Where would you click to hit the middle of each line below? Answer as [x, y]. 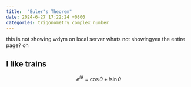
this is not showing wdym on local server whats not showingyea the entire [95, 39]
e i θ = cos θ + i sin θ [99, 78]
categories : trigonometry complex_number [58, 22]
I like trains [26, 64]
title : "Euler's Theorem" [39, 11]
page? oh [18, 45]
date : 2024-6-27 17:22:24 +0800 [46, 17]
